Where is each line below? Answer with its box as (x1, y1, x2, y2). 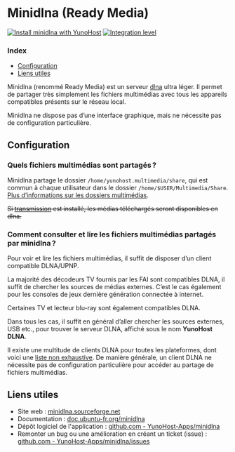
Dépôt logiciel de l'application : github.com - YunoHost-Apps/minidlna (17, 423, 220, 431)
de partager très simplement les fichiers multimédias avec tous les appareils (7, 90, 228, 99)
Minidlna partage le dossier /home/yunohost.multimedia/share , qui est (7, 175, 208, 184)
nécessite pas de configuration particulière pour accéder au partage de (7, 361, 214, 369)
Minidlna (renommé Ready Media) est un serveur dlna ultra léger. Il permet (7, 83, 222, 91)
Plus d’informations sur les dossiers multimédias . (7, 191, 149, 199)
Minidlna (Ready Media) (7, 5, 149, 21)
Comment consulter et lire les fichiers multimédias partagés (7, 230, 217, 239)
